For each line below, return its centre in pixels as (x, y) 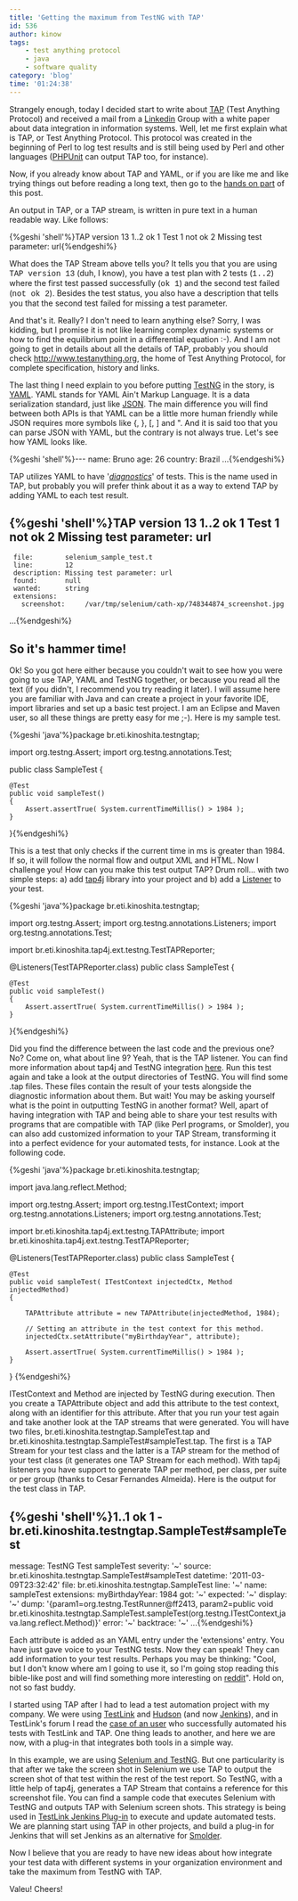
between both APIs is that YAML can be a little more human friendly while (144, 413)
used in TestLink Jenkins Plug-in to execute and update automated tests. (143, 1817)
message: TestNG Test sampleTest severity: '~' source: (110, 1566)
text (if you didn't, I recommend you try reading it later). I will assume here (145, 689)
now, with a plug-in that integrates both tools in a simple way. (121, 1742)
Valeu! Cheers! (36, 1889)
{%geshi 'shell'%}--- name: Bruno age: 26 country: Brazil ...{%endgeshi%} (147, 459)
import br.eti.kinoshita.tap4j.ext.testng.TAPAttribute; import (117, 1232)
